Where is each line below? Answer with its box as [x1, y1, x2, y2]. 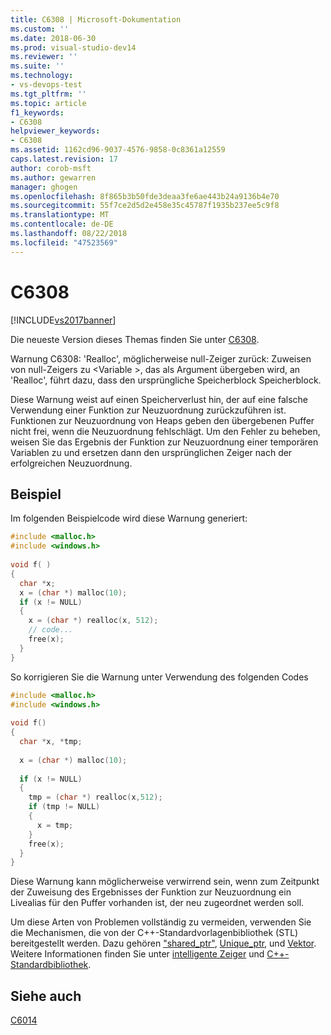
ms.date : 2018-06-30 [10, 33, 97, 43]
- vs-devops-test [10, 80, 83, 90]
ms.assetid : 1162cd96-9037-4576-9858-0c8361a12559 [10, 145, 226, 155]
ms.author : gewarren [10, 172, 97, 183]
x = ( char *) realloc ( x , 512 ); [28, 616, 159, 626]
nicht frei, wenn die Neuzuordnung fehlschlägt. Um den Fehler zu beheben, [10, 425, 321, 437]
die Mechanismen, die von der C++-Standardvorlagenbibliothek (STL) [10, 927, 299, 939]
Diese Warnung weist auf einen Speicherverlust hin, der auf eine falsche [10, 393, 308, 405]
